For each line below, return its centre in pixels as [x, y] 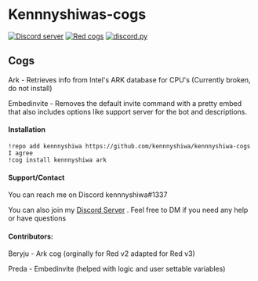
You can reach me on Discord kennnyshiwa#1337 [88, 195]
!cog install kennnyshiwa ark [58, 160]
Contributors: [31, 236]
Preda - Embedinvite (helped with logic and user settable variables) [117, 269]
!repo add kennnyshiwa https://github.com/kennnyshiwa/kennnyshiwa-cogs [129, 146]
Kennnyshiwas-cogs [77, 15]
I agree [21, 153]
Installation [27, 130]
